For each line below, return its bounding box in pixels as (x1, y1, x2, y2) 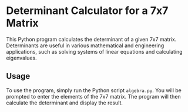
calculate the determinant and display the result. (6, 99, 123, 106)
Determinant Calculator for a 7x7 (6, 4, 169, 17)
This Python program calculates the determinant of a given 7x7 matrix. (6, 36, 177, 43)
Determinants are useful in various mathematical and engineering (6, 42, 164, 49)
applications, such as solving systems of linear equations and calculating (6, 48, 183, 55)
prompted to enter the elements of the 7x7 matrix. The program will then (6, 93, 181, 100)
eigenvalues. (6, 54, 37, 61)
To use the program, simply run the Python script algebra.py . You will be (6, 86, 182, 94)
